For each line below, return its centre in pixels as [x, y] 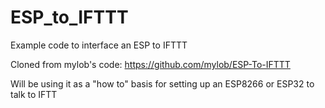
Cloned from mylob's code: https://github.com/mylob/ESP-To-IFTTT [150, 64]
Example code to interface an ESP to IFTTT [99, 45]
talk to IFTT [34, 94]
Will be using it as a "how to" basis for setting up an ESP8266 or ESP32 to [162, 83]
